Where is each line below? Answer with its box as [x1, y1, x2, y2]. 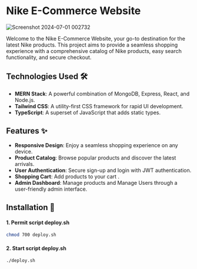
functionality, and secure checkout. [6, 54, 92, 61]
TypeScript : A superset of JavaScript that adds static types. [14, 109, 161, 116]
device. [14, 148, 33, 155]
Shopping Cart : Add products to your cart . [14, 172, 119, 180]
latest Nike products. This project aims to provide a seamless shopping [6, 41, 178, 48]
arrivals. [14, 160, 35, 167]
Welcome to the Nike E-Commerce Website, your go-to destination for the [6, 35, 185, 42]
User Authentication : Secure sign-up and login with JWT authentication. [14, 167, 192, 174]
